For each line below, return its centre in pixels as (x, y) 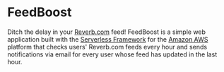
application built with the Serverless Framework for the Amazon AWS (108, 39)
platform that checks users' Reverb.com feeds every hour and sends (107, 47)
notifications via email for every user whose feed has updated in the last (112, 54)
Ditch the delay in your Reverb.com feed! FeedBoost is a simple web (107, 32)
